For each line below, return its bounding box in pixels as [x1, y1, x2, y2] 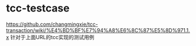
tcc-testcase [6, 2, 70, 15]
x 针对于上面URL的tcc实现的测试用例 [6, 33, 94, 40]
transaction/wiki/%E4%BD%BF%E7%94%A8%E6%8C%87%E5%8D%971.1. [6, 26, 191, 33]
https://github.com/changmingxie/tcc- [6, 21, 98, 28]
